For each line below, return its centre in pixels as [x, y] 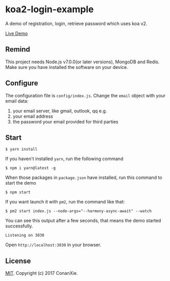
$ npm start [18, 192]
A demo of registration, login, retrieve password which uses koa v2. [76, 23]
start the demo [21, 183]
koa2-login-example [50, 9]
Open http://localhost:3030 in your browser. [53, 245]
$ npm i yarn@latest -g [31, 168]
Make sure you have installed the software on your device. [67, 67]
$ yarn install [21, 149]
